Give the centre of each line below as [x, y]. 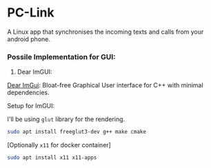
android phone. [29, 39]
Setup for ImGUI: [31, 106]
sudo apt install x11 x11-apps [52, 158]
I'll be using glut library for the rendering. [66, 119]
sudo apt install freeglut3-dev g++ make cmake [77, 132]
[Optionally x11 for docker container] [59, 145]
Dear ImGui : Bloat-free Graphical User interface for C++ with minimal [105, 85]
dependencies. [28, 93]
